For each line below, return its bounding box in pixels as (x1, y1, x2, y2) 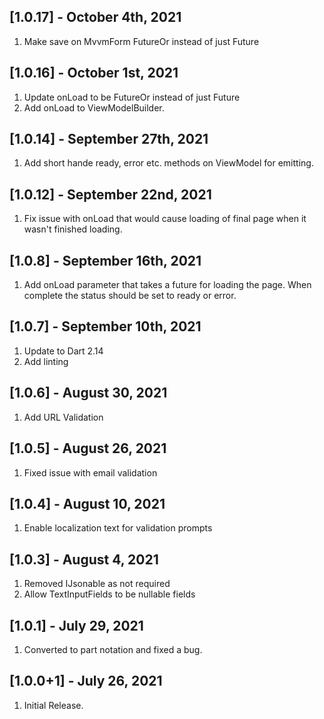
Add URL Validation (23, 411, 104, 423)
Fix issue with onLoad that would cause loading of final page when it (23, 213, 307, 225)
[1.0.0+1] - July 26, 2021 (9, 673, 163, 690)
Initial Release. (23, 699, 84, 711)
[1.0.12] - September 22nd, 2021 (9, 186, 212, 203)
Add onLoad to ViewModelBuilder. (23, 101, 165, 114)
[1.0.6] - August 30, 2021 (9, 385, 168, 402)
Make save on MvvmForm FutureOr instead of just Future (23, 35, 260, 47)
